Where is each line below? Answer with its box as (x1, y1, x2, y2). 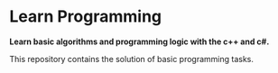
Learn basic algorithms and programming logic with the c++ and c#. (9, 36, 270, 47)
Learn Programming (9, 6, 162, 27)
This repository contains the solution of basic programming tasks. (9, 53, 255, 64)
